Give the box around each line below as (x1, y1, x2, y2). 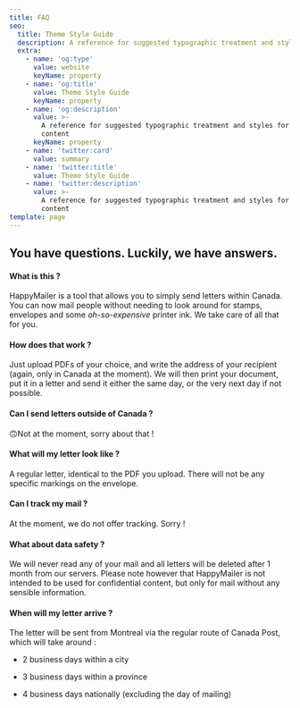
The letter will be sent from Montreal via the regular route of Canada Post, (9, 628, 281, 638)
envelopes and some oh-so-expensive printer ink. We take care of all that (9, 309, 279, 320)
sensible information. (9, 587, 87, 598)
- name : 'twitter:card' (25, 146, 114, 155)
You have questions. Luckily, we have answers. (9, 246, 278, 261)
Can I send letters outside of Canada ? (9, 409, 154, 419)
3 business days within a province (21, 671, 148, 682)
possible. (9, 388, 43, 399)
